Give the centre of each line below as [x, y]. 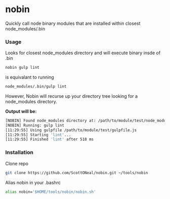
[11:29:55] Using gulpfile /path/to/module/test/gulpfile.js [71, 130]
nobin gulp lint [22, 68]
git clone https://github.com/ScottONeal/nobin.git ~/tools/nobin [77, 173]
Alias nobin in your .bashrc [33, 182]
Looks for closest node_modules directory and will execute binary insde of [83, 53]
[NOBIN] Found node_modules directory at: [51, 121]
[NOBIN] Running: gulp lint [35, 125]
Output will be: [21, 111]
